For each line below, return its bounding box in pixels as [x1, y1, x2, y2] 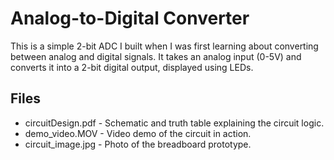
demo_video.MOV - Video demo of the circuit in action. [24, 127, 252, 139]
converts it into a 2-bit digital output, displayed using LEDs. [10, 61, 254, 73]
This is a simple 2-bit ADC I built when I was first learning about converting [10, 40, 319, 52]
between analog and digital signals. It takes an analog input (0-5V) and [10, 50, 302, 62]
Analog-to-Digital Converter [10, 7, 250, 30]
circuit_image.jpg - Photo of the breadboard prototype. [24, 138, 252, 150]
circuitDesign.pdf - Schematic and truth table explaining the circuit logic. [24, 117, 325, 129]
